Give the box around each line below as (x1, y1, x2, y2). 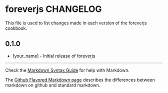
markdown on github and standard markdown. (5, 82, 100, 88)
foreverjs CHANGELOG (5, 3, 102, 15)
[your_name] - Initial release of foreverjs (12, 53, 95, 59)
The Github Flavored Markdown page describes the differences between (5, 77, 155, 83)
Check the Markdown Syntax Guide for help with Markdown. (5, 67, 130, 73)
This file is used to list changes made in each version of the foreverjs (5, 20, 147, 26)
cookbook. (5, 25, 27, 31)
